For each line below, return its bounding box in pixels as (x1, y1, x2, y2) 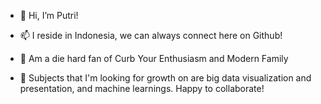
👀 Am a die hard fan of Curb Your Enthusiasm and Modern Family (19, 53, 289, 64)
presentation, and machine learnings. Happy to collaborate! (19, 83, 265, 94)
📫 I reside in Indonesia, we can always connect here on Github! (19, 30, 283, 41)
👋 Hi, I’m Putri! (19, 10, 79, 21)
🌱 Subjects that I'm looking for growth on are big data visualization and (19, 72, 312, 84)
